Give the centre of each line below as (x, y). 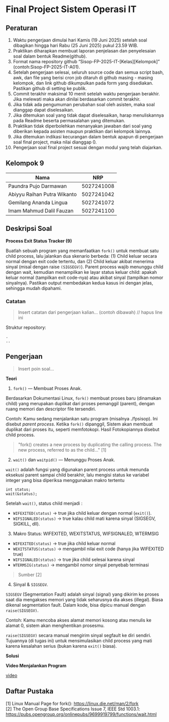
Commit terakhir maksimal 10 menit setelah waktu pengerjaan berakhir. (86, 94)
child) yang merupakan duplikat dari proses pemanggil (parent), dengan (80, 403)
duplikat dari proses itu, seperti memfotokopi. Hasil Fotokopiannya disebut (83, 429)
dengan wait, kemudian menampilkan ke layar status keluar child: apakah (81, 272)
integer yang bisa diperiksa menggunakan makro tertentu (65, 480)
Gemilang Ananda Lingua (38, 202)
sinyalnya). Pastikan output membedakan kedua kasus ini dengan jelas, (79, 283)
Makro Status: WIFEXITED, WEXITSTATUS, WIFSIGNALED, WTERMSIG (86, 534)
